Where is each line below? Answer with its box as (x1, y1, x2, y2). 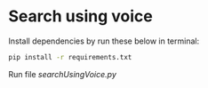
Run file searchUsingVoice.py (8, 68, 116, 79)
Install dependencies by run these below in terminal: (8, 36, 200, 46)
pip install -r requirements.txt (8, 52, 132, 61)
